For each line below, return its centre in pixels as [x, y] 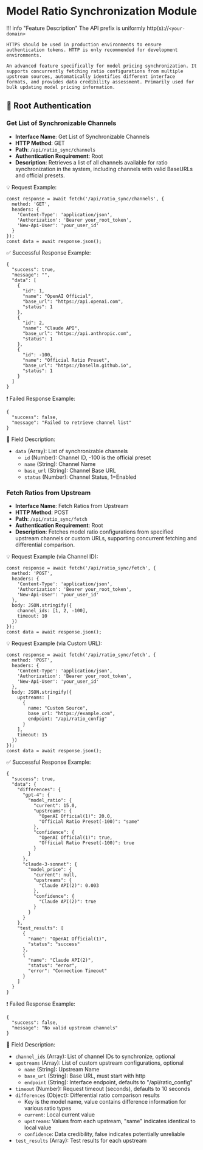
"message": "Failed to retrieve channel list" [72, 422]
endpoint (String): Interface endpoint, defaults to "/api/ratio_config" [108, 1082]
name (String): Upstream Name [62, 1069]
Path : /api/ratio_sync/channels [55, 149]
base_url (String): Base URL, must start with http [85, 1076]
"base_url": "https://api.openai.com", [73, 302]
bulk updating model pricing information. [61, 87]
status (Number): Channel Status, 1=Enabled [80, 477]
